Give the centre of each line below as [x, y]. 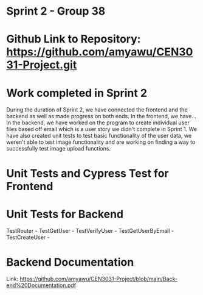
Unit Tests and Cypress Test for [88, 173]
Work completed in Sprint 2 [77, 93]
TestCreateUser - [28, 237]
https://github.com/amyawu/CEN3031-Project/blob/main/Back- [99, 279]
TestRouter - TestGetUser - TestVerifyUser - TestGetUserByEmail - [90, 231]
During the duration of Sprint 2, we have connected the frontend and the [97, 110]
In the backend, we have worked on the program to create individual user [98, 123]
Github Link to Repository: [74, 39]
